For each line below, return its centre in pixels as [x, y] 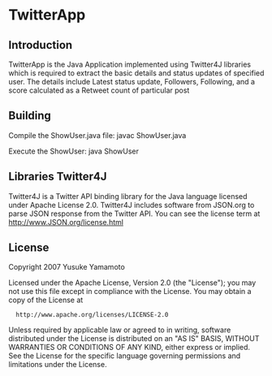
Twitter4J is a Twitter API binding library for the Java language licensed [128, 196]
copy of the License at [46, 300]
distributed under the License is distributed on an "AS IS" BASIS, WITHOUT [134, 339]
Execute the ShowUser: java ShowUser [74, 151]
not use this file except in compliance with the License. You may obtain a [130, 292]
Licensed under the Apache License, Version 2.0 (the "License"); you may [132, 283]
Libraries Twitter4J [58, 177]
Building [30, 116]
